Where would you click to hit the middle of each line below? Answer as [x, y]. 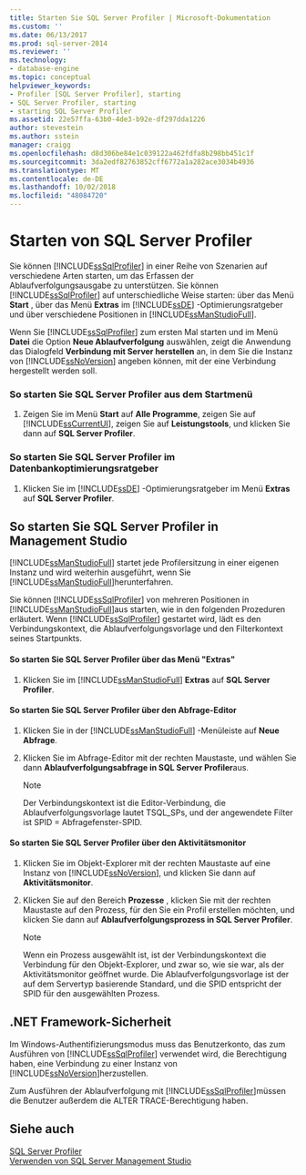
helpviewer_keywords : [51, 86]
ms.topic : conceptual [51, 77]
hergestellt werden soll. [53, 371]
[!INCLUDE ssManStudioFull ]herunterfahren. [92, 582]
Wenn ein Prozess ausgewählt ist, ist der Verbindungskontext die [144, 955]
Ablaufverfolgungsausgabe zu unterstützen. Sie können [114, 285]
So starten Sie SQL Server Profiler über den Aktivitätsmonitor [128, 843]
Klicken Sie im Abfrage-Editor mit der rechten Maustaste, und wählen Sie [159, 758]
